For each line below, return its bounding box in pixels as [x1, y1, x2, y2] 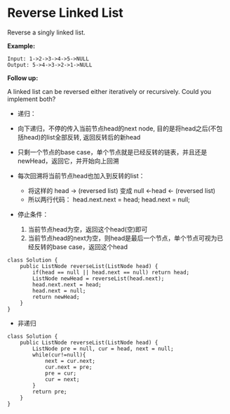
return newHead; [32, 293, 80, 300]
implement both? [7, 95, 56, 103]
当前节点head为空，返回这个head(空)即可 [27, 225, 148, 233]
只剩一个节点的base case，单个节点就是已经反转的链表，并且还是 [17, 147, 208, 156]
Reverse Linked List [7, 5, 124, 21]
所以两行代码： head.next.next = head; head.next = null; [27, 195, 191, 203]
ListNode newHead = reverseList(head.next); [32, 275, 165, 282]
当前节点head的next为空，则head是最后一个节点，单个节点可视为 [27, 234, 217, 242]
